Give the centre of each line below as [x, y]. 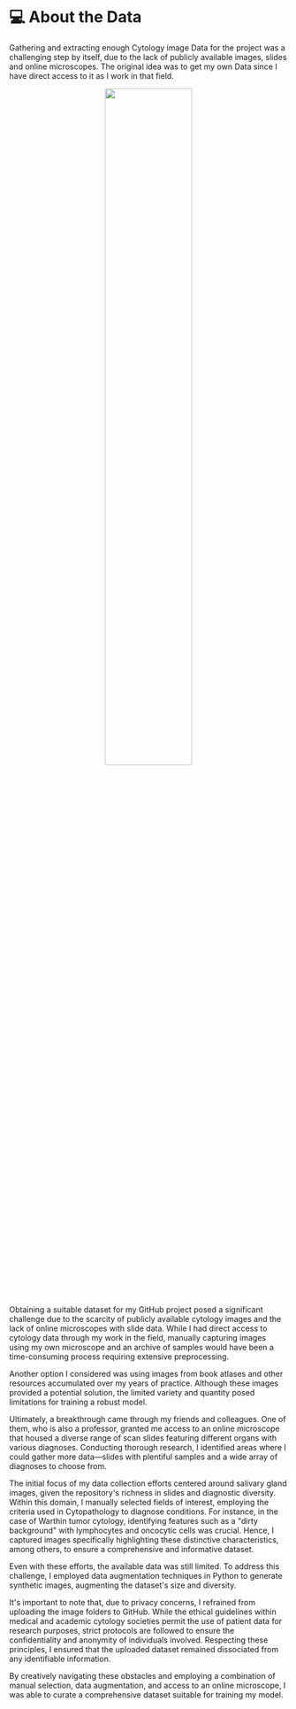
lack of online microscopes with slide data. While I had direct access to [138, 1328]
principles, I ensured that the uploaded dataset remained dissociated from [144, 1649]
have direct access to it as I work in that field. [91, 75]
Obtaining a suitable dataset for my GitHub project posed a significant [136, 1309]
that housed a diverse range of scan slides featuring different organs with [143, 1438]
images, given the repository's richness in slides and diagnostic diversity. [143, 1492]
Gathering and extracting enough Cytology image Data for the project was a [147, 47]
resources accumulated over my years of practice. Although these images [144, 1383]
